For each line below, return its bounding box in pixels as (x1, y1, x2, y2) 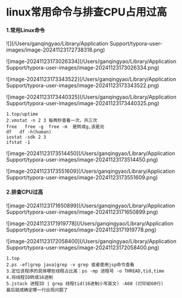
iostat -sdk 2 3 (6, 134, 46, 140)
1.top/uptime (6, 111, 39, 118)
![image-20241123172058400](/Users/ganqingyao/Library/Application (6, 237, 177, 245)
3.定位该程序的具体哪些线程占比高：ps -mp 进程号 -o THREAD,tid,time (6, 268, 165, 274)
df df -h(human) (6, 129, 52, 135)
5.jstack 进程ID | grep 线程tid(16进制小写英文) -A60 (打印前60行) (6, 280, 164, 287)
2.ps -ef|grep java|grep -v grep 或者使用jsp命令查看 (6, 262, 135, 268)
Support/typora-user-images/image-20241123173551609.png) (6, 174, 158, 181)
